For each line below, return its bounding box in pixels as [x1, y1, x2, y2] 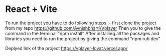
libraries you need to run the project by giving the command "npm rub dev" [5, 36, 160, 42]
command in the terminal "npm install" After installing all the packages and [5, 30, 159, 36]
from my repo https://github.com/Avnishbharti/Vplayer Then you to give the [5, 25, 161, 31]
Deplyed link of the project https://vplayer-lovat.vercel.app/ [5, 45, 128, 51]
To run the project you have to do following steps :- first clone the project [5, 20, 156, 26]
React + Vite [5, 3, 58, 15]
